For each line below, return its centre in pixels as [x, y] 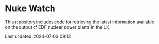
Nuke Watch [30, 8]
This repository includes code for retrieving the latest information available [80, 22]
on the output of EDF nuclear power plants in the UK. [58, 27]
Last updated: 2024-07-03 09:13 [38, 36]
